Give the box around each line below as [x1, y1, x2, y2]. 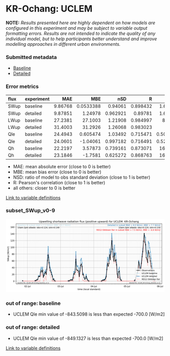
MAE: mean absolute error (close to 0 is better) [13, 163, 111, 169]
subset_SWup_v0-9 [6, 207, 55, 214]
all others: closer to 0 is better [13, 185, 76, 191]
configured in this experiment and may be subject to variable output [6, 25, 148, 31]
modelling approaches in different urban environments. [6, 41, 121, 47]
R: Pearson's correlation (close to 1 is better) [13, 179, 105, 185]
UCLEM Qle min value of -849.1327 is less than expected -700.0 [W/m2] [13, 335, 163, 341]
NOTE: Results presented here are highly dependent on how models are [6, 20, 155, 26]
